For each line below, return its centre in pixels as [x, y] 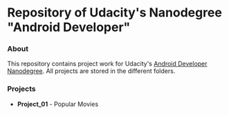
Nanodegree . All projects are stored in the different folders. [91, 71]
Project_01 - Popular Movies [58, 104]
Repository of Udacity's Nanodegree [115, 13]
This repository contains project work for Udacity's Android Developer [107, 64]
